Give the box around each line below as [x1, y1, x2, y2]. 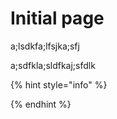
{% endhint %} [10, 98, 72, 110]
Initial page [10, 7, 105, 30]
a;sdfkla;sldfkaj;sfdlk [10, 59, 96, 71]
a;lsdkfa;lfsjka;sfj [10, 40, 80, 52]
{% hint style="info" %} [10, 78, 108, 91]
